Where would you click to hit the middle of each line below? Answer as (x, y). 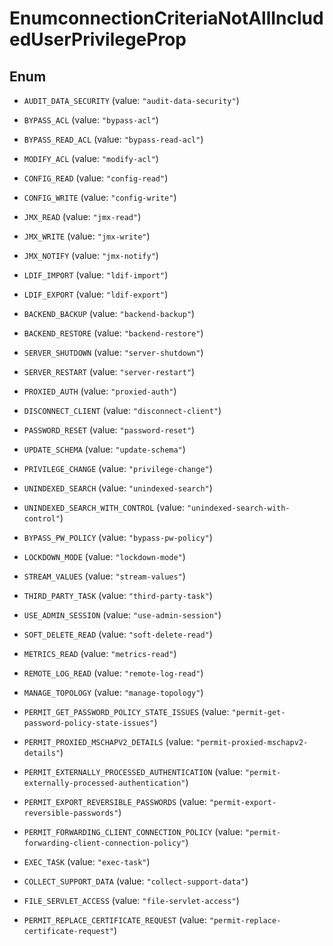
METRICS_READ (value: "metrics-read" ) (100, 653)
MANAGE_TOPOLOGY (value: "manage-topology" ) (113, 692)
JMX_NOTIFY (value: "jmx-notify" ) (91, 255)
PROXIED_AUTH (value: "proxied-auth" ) (100, 391)
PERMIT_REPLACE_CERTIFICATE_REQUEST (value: (115, 920)
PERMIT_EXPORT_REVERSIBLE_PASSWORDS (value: (115, 801)
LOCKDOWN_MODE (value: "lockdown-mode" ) (104, 556)
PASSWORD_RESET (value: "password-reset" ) (109, 430)
